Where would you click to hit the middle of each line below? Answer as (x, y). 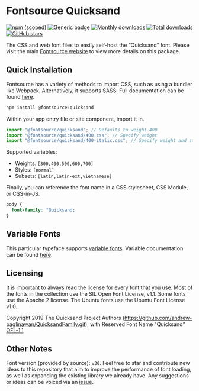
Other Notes (29, 349)
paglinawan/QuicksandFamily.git (46, 324)
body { (14, 205)
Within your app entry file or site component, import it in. (75, 119)
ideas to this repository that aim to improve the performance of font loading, (99, 369)
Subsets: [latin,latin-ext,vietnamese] (63, 176)
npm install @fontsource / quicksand (50, 108)
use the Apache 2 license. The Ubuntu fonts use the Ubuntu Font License (96, 300)
